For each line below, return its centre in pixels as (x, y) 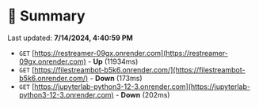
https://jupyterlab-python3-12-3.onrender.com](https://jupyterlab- (143, 87)
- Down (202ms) (143, 94)
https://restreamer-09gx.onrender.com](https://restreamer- (131, 53)
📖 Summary (46, 16)
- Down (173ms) (116, 78)
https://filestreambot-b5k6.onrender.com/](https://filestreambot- (140, 69)
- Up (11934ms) (113, 61)
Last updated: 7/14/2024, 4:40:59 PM (70, 38)
